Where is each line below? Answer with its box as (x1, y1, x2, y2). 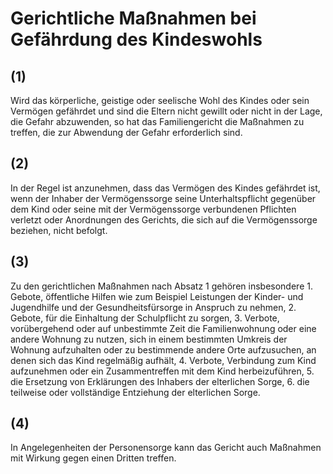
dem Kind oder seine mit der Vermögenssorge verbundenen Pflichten (10, 203, 297, 215)
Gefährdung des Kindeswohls (10, 28, 263, 51)
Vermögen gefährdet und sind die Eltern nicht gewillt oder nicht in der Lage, (10, 105, 323, 117)
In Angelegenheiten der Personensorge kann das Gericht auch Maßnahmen (10, 442, 322, 454)
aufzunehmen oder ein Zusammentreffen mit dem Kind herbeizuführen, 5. (10, 365, 315, 377)
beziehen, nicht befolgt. (10, 224, 108, 236)
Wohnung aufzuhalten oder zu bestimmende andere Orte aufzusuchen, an (10, 343, 317, 356)
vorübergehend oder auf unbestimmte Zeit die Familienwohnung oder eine (10, 322, 317, 334)
